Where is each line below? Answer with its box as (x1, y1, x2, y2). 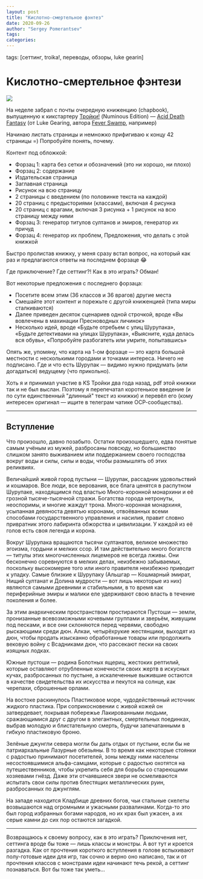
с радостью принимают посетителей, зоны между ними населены (6, 752, 179, 760)
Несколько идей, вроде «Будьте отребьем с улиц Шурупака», (14, 323, 175, 331)
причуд (14, 225, 34, 232)
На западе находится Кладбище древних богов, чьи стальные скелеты (6, 797, 190, 804)
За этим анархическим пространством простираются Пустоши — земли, (6, 608, 196, 615)
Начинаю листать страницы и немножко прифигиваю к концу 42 (6, 131, 174, 138)
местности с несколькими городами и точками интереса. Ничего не (6, 354, 184, 362)
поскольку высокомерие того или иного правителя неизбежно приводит (6, 564, 195, 571)
